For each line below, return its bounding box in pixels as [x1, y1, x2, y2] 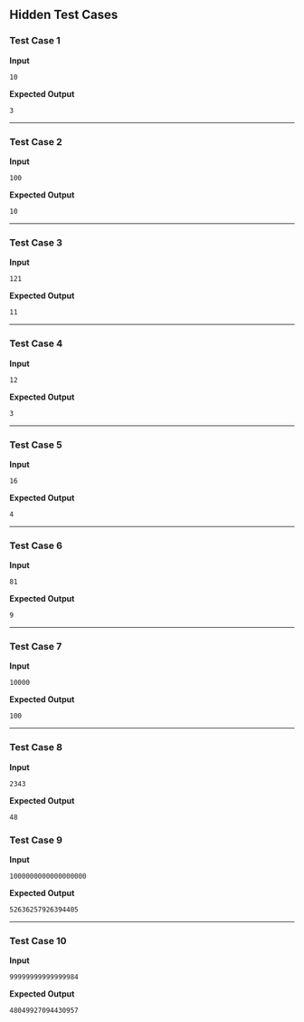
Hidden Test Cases [9, 7, 119, 23]
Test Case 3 [9, 236, 63, 248]
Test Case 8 [9, 741, 63, 754]
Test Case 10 [9, 934, 67, 947]
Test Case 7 [9, 641, 62, 653]
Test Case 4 [9, 337, 63, 350]
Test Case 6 [9, 539, 63, 552]
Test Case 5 [9, 439, 62, 451]
